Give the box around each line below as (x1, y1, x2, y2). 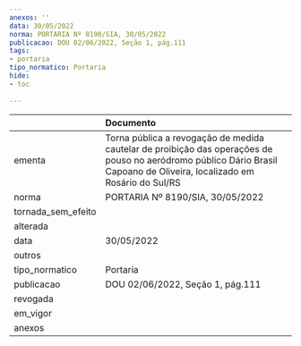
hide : (9, 72, 30, 80)
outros (13, 249, 42, 261)
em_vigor (13, 307, 52, 319)
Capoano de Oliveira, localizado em (105, 165, 254, 177)
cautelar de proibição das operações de (105, 142, 273, 155)
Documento (105, 116, 157, 129)
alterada (13, 220, 49, 232)
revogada (13, 292, 54, 305)
